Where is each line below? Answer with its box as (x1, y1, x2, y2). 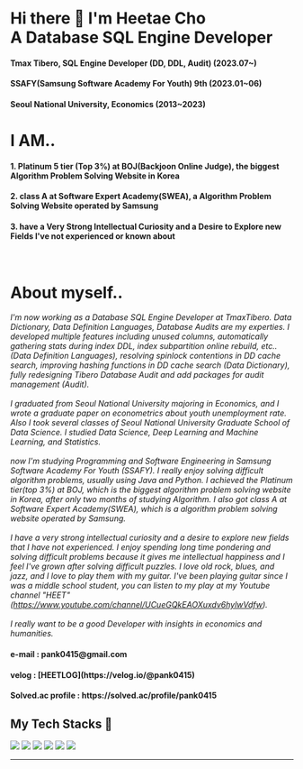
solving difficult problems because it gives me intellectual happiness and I (10, 552, 286, 563)
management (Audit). (10, 379, 90, 390)
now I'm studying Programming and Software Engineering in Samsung (10, 455, 272, 467)
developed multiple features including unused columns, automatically (10, 331, 269, 342)
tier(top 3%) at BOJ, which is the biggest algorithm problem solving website (10, 484, 291, 495)
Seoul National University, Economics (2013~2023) (10, 98, 206, 109)
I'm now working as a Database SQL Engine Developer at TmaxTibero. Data (10, 312, 292, 323)
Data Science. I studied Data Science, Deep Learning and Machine (10, 427, 259, 438)
